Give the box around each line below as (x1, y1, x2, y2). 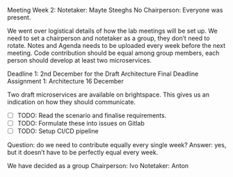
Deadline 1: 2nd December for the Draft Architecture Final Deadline (7, 69, 199, 78)
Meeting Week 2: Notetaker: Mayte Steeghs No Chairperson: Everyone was (7, 6, 223, 14)
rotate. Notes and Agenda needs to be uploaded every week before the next (7, 42, 226, 49)
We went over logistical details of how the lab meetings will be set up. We (7, 27, 218, 35)
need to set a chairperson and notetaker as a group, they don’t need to (7, 34, 210, 42)
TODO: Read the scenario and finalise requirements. (17, 111, 167, 119)
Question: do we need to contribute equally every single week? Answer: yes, (7, 141, 227, 149)
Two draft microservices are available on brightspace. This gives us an (7, 90, 210, 99)
